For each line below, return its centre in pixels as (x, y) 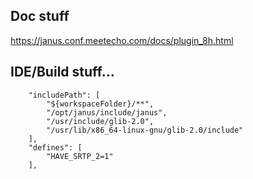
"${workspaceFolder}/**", (100, 104)
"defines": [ (55, 147)
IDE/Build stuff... (62, 72)
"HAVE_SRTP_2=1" (80, 156)
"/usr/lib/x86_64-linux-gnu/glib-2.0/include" (145, 130)
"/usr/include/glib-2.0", (100, 121)
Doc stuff (40, 16)
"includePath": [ (64, 95)
